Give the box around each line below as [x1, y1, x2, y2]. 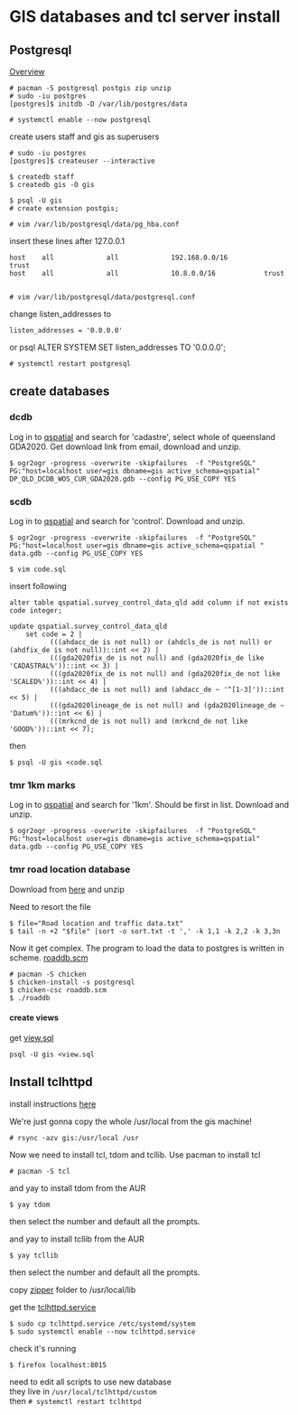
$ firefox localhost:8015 [9, 1360, 107, 1370]
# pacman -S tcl [9, 1167, 70, 1176]
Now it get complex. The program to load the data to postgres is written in [9, 942, 284, 953]
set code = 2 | [25, 630, 83, 639]
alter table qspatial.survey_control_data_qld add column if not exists [9, 598, 289, 607]
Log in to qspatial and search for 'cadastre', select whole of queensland [9, 431, 275, 442]
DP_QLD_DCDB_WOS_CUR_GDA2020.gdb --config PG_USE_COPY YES [9, 474, 237, 483]
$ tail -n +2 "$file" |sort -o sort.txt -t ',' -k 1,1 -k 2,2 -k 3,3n [9, 926, 281, 936]
